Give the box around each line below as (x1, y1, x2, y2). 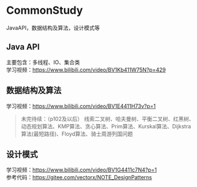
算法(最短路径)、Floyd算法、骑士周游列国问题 (20, 130, 133, 137)
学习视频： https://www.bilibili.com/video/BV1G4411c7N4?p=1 (6, 166, 157, 174)
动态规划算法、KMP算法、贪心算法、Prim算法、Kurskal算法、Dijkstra (20, 122, 192, 129)
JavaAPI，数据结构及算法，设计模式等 (6, 24, 100, 31)
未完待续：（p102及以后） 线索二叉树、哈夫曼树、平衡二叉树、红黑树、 (20, 115, 195, 122)
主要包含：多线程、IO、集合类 (6, 58, 80, 66)
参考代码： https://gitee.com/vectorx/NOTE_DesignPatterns (6, 174, 152, 181)
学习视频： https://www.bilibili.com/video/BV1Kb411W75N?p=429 (6, 66, 166, 73)
